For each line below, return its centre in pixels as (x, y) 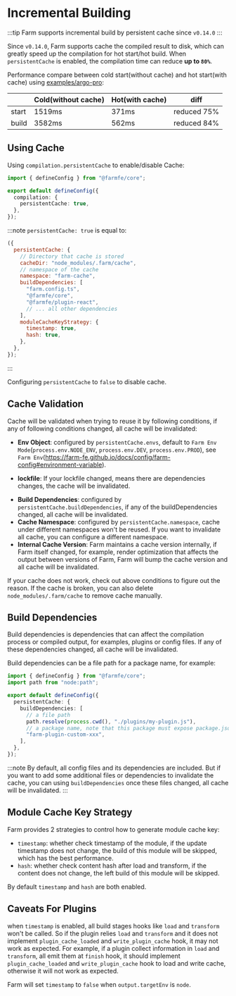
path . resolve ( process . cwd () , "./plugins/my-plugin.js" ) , (111, 721)
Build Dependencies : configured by (69, 499)
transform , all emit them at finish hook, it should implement (94, 956)
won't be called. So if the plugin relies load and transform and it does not (113, 933)
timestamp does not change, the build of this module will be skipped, (117, 850)
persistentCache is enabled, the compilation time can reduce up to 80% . (110, 61)
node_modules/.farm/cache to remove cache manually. (85, 595)
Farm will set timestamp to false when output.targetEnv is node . (99, 984)
